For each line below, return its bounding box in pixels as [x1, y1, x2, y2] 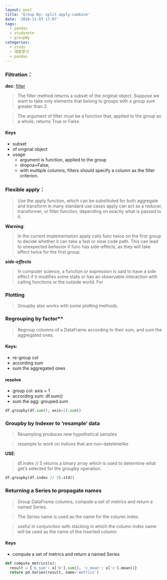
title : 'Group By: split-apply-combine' [5, 12, 91, 17]
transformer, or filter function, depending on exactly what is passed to [17, 208, 162, 214]
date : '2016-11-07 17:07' [5, 16, 59, 21]
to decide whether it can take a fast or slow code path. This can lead [17, 238, 159, 244]
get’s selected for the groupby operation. [17, 465, 102, 471]
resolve [5, 376, 21, 382]
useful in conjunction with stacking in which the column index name [17, 523, 157, 529]
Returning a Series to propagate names [5, 487, 102, 494]
